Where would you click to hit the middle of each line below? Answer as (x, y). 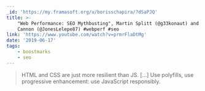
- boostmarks (34, 52)
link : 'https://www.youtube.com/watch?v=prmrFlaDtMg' (77, 35)
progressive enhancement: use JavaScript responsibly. (91, 81)
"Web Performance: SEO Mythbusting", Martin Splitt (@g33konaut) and (108, 23)
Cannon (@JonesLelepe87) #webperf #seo (68, 29)
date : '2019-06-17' (31, 40)
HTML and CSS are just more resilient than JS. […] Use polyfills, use (107, 75)
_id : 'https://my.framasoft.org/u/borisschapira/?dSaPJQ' (82, 12)
